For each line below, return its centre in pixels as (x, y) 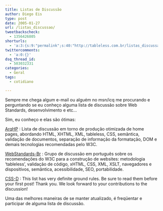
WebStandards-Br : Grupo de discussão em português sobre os (69, 154)
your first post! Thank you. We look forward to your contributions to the (76, 184)
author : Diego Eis (24, 14)
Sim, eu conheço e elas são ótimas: (41, 119)
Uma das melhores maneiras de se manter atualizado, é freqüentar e (73, 198)
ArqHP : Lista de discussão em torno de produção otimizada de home (74, 129)
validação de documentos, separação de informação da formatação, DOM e (81, 139)
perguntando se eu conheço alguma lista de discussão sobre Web (71, 105)
